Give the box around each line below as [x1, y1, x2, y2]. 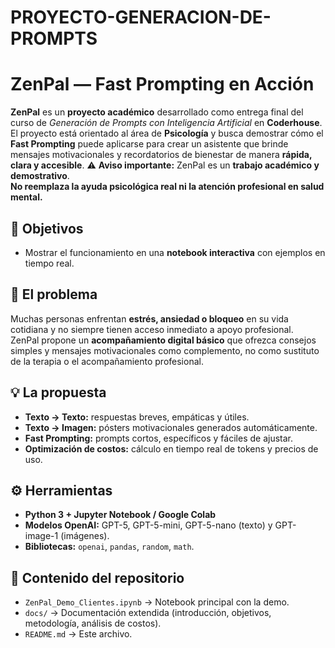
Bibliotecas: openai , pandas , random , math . [24, 541, 195, 553]
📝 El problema [10, 286, 98, 303]
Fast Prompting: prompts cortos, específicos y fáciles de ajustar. [24, 432, 293, 444]
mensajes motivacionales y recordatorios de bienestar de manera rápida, [10, 149, 313, 161]
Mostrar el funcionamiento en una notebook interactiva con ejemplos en [24, 246, 326, 258]
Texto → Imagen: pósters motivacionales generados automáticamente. [24, 421, 318, 433]
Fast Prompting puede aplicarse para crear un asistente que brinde [10, 138, 289, 150]
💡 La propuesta [10, 384, 107, 401]
